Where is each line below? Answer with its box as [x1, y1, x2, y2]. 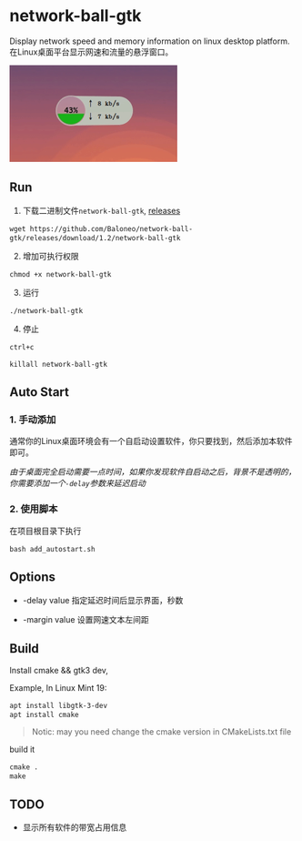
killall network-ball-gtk [9, 360, 107, 369]
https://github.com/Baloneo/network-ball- [29, 224, 194, 233]
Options [9, 570, 56, 585]
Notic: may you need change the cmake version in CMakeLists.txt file [31, 726, 292, 737]
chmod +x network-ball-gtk [9, 269, 112, 279]
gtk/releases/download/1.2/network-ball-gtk [9, 233, 181, 242]
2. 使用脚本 [9, 502, 58, 515]
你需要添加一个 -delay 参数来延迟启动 [9, 478, 146, 489]
